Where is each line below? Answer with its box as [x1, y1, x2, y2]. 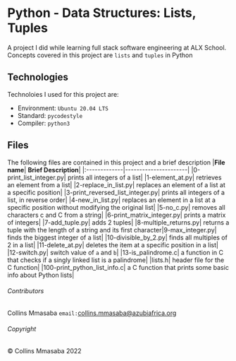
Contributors [7, 287, 44, 295]
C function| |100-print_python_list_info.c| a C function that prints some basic [7, 263, 229, 271]
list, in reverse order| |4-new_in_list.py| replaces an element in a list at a [7, 196, 216, 204]
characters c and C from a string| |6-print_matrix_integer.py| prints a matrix [7, 211, 226, 219]
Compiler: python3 [17, 119, 70, 127]
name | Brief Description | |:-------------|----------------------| [7, 165, 190, 174]
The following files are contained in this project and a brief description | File [7, 158, 225, 167]
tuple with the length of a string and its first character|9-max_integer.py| [7, 225, 217, 234]
